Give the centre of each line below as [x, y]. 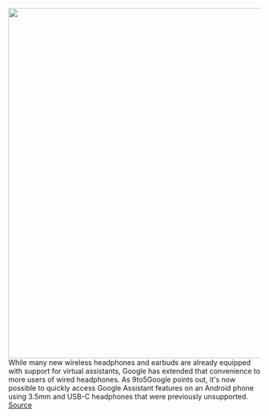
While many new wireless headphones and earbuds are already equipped [130, 363]
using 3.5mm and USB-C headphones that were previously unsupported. [128, 397]
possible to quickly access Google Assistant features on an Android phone [131, 388]
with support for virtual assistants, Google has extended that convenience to [134, 371]
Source [20, 405]
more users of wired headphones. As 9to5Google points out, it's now [122, 379]
